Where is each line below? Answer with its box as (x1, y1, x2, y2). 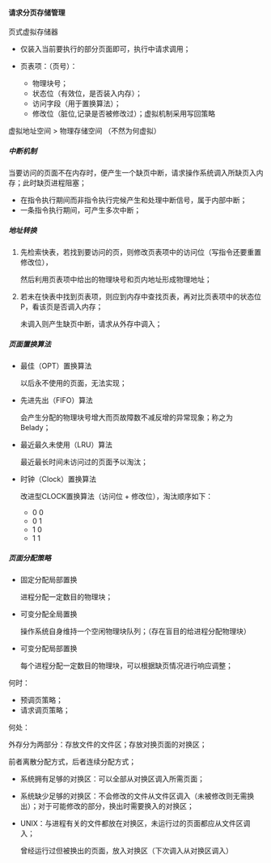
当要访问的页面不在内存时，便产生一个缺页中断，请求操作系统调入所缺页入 (8, 168, 256, 178)
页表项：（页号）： (19, 61, 78, 71)
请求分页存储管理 (8, 7, 66, 17)
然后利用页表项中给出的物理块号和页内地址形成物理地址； (19, 275, 212, 285)
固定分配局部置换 (19, 575, 78, 585)
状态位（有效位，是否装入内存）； (32, 89, 143, 99)
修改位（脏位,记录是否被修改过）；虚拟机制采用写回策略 (32, 109, 216, 119)
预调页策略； (19, 696, 63, 705)
